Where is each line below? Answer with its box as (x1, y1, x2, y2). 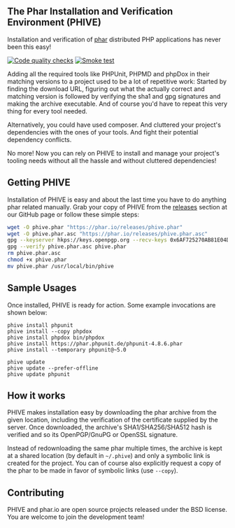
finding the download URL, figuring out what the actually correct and (7, 84, 205, 93)
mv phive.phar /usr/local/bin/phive (7, 263, 114, 270)
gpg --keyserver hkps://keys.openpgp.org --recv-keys (7, 237, 168, 244)
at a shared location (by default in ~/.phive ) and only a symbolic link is (7, 452, 211, 460)
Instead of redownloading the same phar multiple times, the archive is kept (7, 444, 222, 452)
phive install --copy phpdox (7, 328, 92, 335)
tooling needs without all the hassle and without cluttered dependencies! (7, 156, 217, 165)
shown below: (7, 308, 48, 317)
